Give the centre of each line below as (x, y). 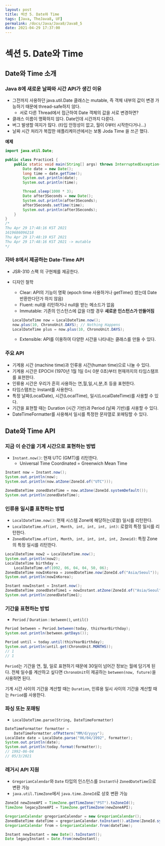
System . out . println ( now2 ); (33, 559)
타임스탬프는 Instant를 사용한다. (43, 390)
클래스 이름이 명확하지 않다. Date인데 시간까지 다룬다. (63, 119)
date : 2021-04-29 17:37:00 (33, 28)
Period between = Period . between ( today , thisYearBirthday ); (68, 629)
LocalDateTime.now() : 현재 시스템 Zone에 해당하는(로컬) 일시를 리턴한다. (82, 520)
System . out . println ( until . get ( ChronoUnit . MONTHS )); (59, 647)
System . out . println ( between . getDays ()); (47, 633)
